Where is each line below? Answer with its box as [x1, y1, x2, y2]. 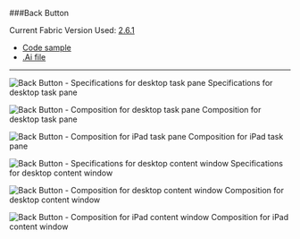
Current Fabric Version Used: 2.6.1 [9, 25, 136, 35]
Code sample [21, 42, 71, 53]
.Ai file [21, 52, 46, 62]
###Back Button [9, 8, 70, 18]
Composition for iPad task [187, 132, 284, 141]
